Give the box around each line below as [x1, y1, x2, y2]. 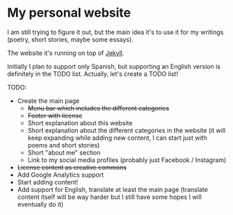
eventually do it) [17, 200, 64, 208]
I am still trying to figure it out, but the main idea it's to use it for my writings [7, 28, 224, 36]
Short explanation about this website [27, 118, 133, 127]
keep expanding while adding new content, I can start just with [27, 134, 207, 142]
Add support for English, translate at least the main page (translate [17, 185, 209, 193]
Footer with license [27, 111, 83, 120]
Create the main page [17, 96, 80, 105]
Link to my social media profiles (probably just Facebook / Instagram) [27, 155, 227, 164]
